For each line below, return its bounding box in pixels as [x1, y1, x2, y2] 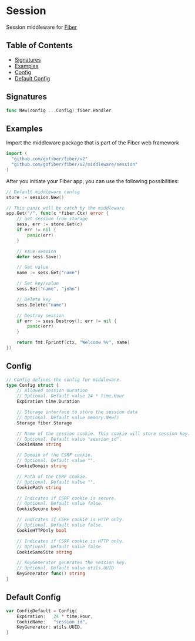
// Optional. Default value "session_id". [16, 436, 122, 442]
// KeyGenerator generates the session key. [16, 559, 127, 566]
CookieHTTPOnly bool [16, 527, 67, 534]
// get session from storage [16, 216, 88, 222]
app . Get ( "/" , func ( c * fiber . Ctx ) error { [6, 210, 109, 217]
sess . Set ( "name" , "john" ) [16, 286, 80, 292]
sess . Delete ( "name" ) [16, 302, 67, 308]
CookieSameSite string [16, 549, 72, 555]
